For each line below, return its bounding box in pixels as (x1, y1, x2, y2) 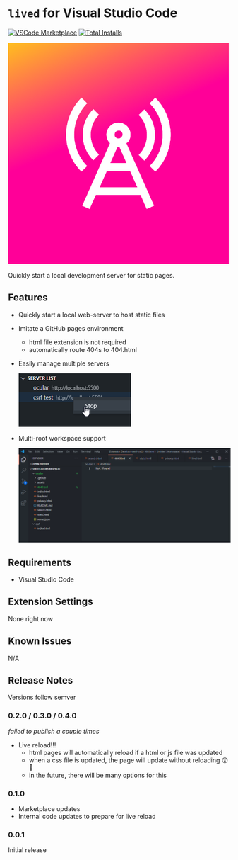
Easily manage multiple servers (18, 359, 109, 368)
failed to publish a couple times (8, 727, 100, 735)
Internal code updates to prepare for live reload (18, 813, 156, 821)
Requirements (8, 556, 71, 568)
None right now (8, 614, 54, 623)
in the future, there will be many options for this (28, 771, 167, 779)
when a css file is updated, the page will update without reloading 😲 (28, 756, 229, 764)
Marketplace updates (18, 805, 81, 813)
